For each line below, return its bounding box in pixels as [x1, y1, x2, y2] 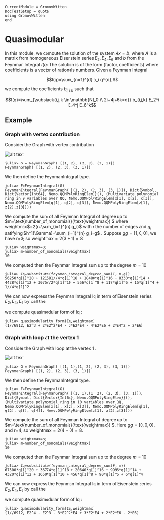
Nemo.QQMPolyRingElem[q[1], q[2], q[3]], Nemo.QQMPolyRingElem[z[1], [5, 200, 150, 206]
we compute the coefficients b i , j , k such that [5, 86, 94, 93]
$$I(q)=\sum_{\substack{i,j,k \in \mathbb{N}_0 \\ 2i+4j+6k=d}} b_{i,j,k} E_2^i [5, 96, 159, 103]
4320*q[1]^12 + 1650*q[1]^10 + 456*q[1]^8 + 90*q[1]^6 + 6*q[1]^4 [5, 472, 143, 477]
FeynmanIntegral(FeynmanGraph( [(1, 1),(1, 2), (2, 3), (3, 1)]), [5, 391, 143, 396]
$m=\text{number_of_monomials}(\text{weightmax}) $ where [5, 219, 128, 224]
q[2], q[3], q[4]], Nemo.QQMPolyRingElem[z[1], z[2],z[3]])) [5, 408, 133, 413]
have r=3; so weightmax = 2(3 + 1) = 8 [5, 236, 83, 242]
